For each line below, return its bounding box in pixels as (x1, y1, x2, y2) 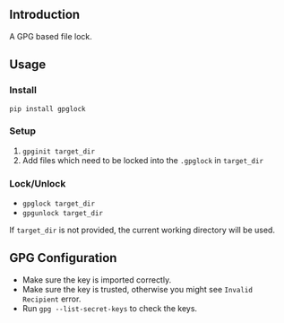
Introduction (9, 7, 81, 22)
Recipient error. (22, 293, 82, 304)
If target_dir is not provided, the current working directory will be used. (9, 224, 276, 236)
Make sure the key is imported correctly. (22, 274, 172, 285)
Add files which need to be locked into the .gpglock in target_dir (22, 154, 264, 165)
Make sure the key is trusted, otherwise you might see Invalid (22, 284, 254, 294)
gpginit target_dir (22, 147, 96, 156)
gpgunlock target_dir (22, 209, 103, 218)
